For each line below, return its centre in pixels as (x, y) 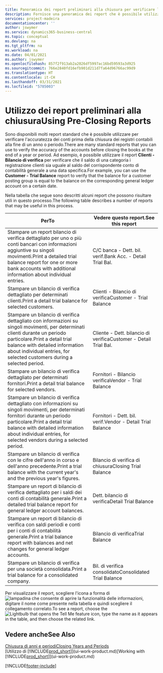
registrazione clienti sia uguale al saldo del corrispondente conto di (72, 165)
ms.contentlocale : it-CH (30, 77)
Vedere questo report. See (124, 218)
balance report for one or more (42, 262)
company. (19, 581)
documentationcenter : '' (30, 23)
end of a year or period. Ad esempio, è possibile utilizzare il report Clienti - (80, 155)
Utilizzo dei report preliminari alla (73, 110)
